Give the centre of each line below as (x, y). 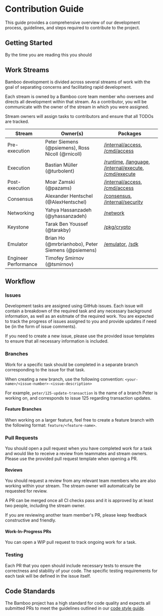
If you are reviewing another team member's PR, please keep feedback (76, 515)
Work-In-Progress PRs (28, 531)
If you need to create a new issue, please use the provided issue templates (80, 336)
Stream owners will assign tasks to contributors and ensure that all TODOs (79, 116)
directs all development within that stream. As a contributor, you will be (76, 101)
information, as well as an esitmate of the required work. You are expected (79, 316)
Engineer (18, 258)
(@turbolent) (60, 171)
